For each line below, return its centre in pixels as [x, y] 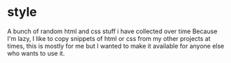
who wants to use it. [36, 53]
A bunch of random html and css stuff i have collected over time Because [112, 31]
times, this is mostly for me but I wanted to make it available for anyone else [116, 46]
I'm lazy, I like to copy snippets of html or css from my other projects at [109, 38]
